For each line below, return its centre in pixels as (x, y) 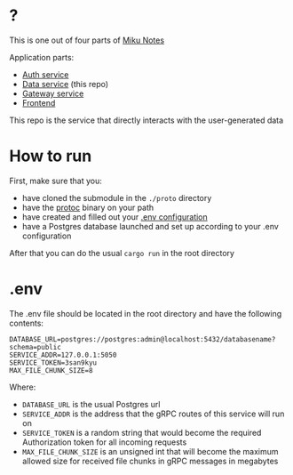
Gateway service (53, 93)
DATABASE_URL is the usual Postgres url (91, 404)
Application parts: (42, 57)
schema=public (36, 347)
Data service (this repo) (65, 84)
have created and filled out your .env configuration (115, 217)
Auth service (45, 74)
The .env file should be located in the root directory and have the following (146, 313)
